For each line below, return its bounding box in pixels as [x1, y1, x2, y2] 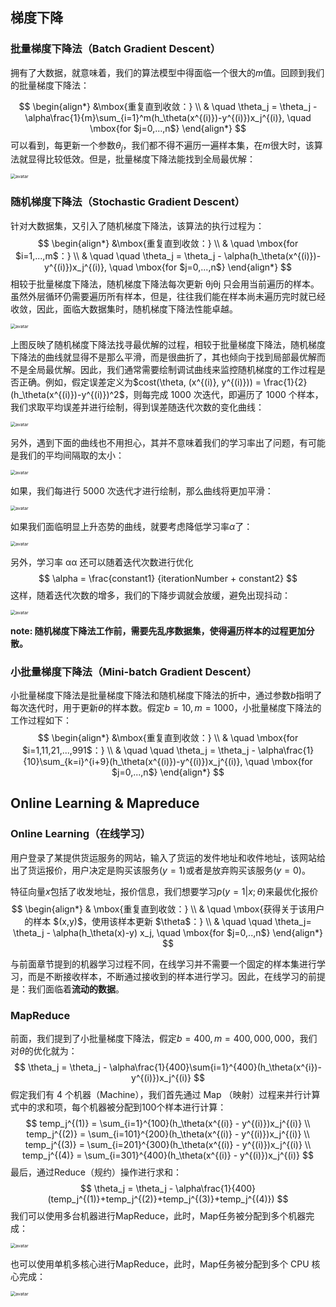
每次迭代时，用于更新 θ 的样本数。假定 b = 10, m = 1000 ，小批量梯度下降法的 [10, 702, 322, 714]
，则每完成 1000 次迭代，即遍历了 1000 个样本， [124, 388, 324, 400]
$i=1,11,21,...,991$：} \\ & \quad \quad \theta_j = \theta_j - [21, 744, 256, 757]
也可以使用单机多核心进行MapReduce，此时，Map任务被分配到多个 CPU [10, 1258, 310, 1270]
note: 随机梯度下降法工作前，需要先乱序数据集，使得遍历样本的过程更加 [10, 624, 307, 637]
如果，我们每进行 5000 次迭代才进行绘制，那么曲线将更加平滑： [10, 484, 274, 497]
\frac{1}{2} [263, 376, 308, 388]
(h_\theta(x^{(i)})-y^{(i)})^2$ [10, 388, 125, 400]
